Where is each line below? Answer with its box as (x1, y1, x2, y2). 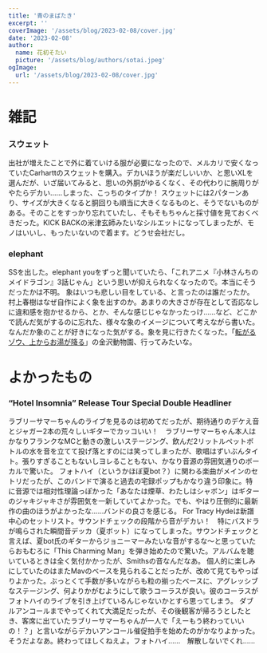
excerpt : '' (8, 19, 48, 27)
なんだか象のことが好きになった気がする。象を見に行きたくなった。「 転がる (8, 327, 257, 337)
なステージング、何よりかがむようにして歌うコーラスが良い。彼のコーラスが (8, 586, 259, 596)
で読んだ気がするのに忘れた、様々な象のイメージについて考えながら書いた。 (8, 317, 260, 327)
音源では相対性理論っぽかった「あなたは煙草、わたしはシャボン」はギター (14, 486, 260, 496)
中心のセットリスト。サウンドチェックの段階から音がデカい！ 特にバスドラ (8, 516, 260, 525)
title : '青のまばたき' (8, 11, 77, 20)
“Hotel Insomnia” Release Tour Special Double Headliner (8, 397, 232, 408)
